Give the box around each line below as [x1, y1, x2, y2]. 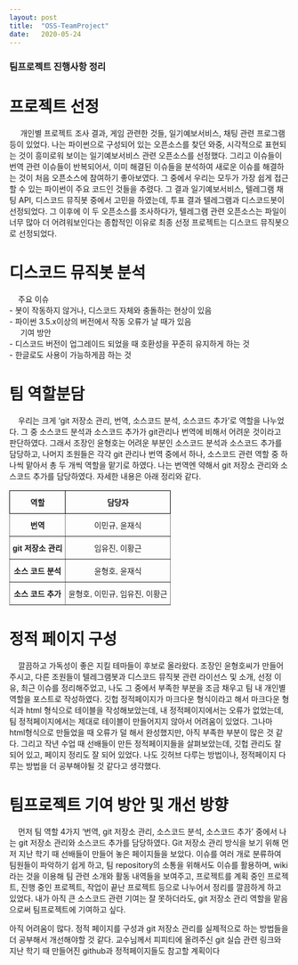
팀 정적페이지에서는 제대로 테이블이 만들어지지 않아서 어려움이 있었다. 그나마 [9, 716, 273, 727]
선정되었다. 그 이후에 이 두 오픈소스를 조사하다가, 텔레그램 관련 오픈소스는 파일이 [9, 206, 287, 217]
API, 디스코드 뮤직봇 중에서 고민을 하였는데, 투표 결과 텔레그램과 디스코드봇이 [18, 195, 285, 206]
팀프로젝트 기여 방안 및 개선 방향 [9, 795, 229, 815]
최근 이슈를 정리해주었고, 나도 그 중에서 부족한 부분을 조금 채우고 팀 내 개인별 [20, 683, 286, 693]
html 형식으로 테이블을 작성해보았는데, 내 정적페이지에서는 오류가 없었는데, [25, 705, 285, 716]
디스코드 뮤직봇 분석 [9, 263, 147, 283]
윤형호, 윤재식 [93, 567, 142, 577]
